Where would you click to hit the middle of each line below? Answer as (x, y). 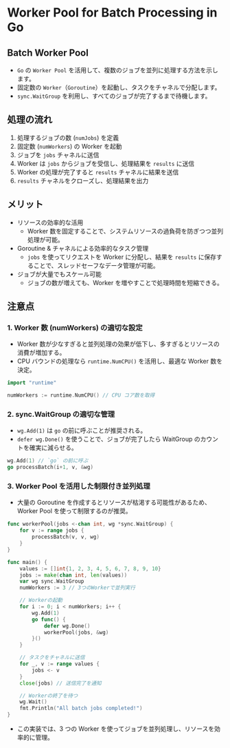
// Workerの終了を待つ (49, 696)
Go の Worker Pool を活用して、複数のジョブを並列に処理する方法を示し (117, 70)
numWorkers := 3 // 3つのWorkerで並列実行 (78, 588)
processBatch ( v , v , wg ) (66, 537)
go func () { (49, 619)
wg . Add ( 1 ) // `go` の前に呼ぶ (48, 461)
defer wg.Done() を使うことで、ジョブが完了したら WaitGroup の (108, 439)
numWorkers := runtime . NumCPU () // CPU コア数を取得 (81, 395)
